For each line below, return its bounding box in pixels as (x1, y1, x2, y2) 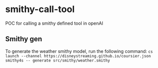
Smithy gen (5, 35, 42, 43)
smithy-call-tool (5, 4, 75, 15)
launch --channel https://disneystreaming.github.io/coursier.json (5, 53, 151, 58)
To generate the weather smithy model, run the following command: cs (5, 48, 153, 54)
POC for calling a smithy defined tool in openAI (5, 20, 103, 26)
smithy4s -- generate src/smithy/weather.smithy (5, 58, 110, 63)
